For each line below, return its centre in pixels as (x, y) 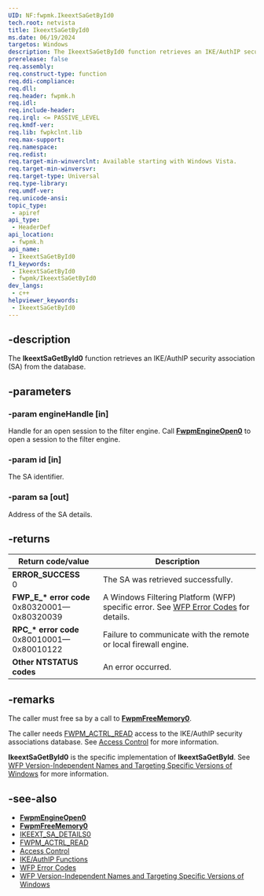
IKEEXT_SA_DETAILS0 (55, 835)
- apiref (26, 213)
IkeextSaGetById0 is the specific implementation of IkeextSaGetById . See (129, 757)
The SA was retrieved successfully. (168, 579)
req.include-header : (42, 111)
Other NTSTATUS (45, 662)
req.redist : (27, 154)
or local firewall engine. (146, 644)
